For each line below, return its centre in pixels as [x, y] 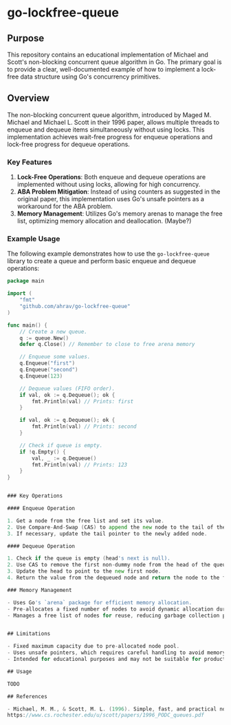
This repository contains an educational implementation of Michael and [108, 54]
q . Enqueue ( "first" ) [47, 363]
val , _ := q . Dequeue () [64, 458]
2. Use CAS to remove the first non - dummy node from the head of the [109, 565]
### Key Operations [35, 496]
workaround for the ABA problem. [65, 206]
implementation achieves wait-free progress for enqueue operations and [110, 136]
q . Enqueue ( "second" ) [49, 370]
